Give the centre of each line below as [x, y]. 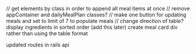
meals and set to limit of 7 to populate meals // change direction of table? [95, 21]
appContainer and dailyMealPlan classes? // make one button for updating [96, 15]
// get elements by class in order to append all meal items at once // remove [98, 9]
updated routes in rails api [38, 45]
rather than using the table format [47, 33]
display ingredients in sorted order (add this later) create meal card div [92, 27]
